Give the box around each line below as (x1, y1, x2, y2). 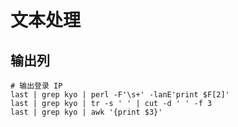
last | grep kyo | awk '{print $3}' (10, 107, 163, 117)
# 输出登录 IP (10, 81, 63, 91)
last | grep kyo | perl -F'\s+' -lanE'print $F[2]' (10, 90, 230, 100)
